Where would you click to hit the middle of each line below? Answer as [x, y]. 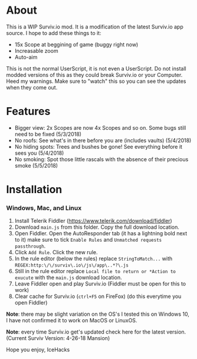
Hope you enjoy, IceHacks [38, 350]
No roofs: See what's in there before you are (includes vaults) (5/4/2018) [103, 140]
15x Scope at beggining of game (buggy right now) [76, 44]
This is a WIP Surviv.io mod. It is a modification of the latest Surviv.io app [95, 27]
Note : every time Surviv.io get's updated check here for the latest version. [96, 332]
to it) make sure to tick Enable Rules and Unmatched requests [88, 240]
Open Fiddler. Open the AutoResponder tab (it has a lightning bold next [101, 233]
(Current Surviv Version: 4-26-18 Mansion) [58, 338]
